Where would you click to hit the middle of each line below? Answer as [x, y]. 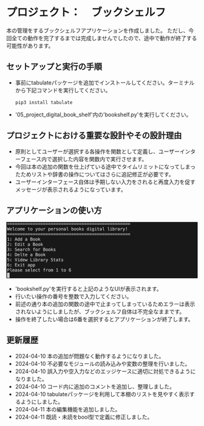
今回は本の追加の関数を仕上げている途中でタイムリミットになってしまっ [105, 166]
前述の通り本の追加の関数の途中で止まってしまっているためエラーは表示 [105, 304]
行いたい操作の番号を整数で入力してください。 [73, 296]
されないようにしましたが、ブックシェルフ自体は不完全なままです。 [100, 312]
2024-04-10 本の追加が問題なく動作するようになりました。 [90, 356]
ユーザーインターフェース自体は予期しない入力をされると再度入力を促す [105, 182]
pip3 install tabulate [44, 102]
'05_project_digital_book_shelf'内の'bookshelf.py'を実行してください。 [103, 114]
